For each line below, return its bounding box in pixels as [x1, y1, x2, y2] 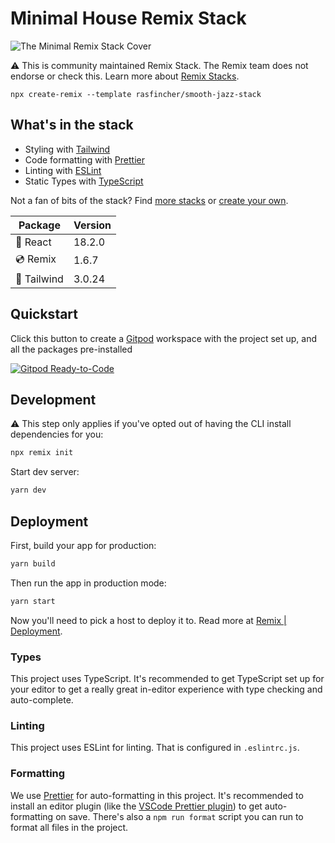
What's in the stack [10, 117, 134, 134]
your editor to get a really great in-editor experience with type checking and [10, 683, 323, 695]
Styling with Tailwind [24, 143, 111, 155]
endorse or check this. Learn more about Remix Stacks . [10, 70, 240, 82]
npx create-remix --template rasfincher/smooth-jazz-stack [10, 89, 262, 99]
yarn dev [10, 485, 47, 496]
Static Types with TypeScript [24, 175, 144, 187]
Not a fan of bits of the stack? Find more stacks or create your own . [10, 194, 289, 206]
